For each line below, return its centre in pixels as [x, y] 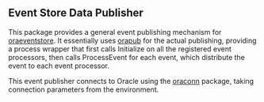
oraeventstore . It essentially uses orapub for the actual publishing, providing [132, 40]
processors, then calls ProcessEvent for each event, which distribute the [127, 57]
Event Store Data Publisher [76, 13]
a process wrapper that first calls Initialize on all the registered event [120, 49]
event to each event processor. [59, 66]
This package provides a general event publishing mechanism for [115, 32]
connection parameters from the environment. [84, 89]
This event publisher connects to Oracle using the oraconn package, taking [131, 81]
